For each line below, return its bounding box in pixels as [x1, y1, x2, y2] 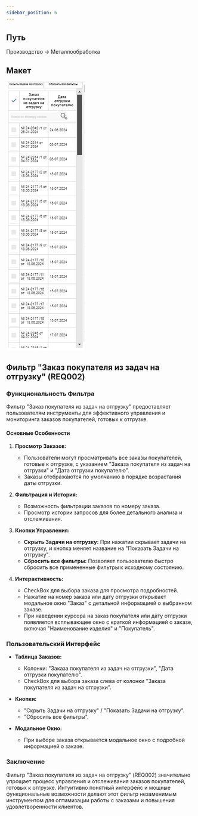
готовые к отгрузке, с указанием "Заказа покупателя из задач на [23, 460, 191, 468]
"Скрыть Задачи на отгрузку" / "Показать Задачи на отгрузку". [23, 707, 185, 714]
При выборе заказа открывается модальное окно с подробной [23, 737, 185, 744]
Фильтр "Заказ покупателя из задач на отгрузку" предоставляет [6, 403, 171, 410]
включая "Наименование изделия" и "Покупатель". [23, 625, 155, 632]
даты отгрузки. [23, 480, 63, 487]
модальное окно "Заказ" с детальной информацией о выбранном [23, 599, 192, 607]
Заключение [6, 758, 45, 766]
